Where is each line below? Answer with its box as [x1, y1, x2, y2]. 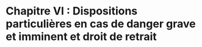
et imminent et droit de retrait [5, 30, 157, 43]
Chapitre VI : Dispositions [5, 4, 138, 18]
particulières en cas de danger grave [5, 17, 196, 31]
